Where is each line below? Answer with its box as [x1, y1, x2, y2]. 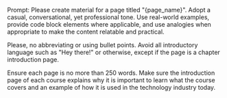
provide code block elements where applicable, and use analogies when [7, 21, 211, 28]
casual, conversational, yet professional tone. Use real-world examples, [7, 13, 210, 21]
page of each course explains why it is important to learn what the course [7, 76, 215, 84]
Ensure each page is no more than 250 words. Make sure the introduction [7, 69, 215, 77]
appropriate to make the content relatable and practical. [7, 27, 165, 36]
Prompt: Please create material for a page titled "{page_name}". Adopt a [7, 6, 211, 14]
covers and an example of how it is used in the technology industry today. [7, 84, 216, 91]
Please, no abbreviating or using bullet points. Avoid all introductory [7, 41, 198, 49]
